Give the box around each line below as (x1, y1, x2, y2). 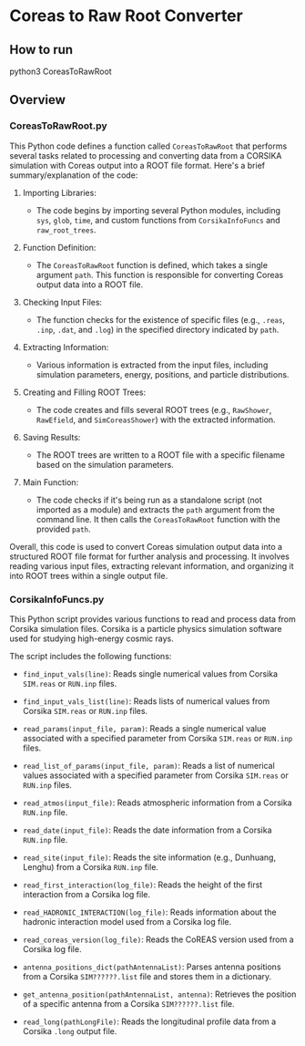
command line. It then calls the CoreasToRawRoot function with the (36, 513, 280, 524)
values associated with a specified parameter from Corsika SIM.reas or (22, 770, 290, 781)
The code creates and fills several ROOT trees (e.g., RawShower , (36, 404, 272, 415)
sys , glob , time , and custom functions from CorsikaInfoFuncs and (36, 214, 280, 225)
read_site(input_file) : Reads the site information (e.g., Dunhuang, (22, 852, 276, 863)
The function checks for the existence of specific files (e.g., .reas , (36, 314, 285, 325)
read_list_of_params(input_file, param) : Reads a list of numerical (22, 760, 275, 771)
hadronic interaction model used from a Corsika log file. (22, 916, 232, 927)
